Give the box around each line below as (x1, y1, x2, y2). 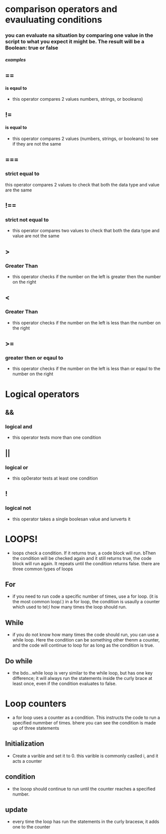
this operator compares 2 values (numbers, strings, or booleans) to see (12, 136, 159, 142)
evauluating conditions (5, 14, 102, 25)
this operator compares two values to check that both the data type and (12, 228, 160, 234)
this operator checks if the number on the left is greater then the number (12, 273, 162, 280)
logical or (5, 464, 28, 471)
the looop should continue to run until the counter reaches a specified (12, 786, 156, 792)
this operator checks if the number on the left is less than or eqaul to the (12, 365, 161, 372)
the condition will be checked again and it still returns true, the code (12, 555, 152, 561)
